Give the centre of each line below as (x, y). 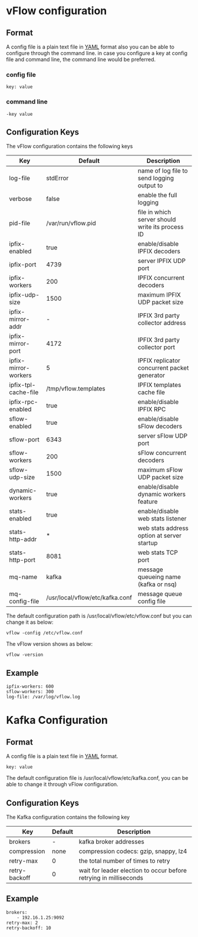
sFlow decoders (160, 427)
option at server (159, 536)
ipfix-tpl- (22, 385)
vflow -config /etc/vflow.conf (44, 633)
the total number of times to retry (124, 861)
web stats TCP (158, 552)
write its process (161, 227)
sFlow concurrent (162, 453)
